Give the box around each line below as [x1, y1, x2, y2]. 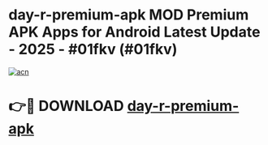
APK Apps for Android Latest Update [8, 23, 261, 41]
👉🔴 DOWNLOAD [8, 97, 124, 115]
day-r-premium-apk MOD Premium [8, 6, 249, 24]
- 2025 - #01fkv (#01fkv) [8, 41, 178, 58]
